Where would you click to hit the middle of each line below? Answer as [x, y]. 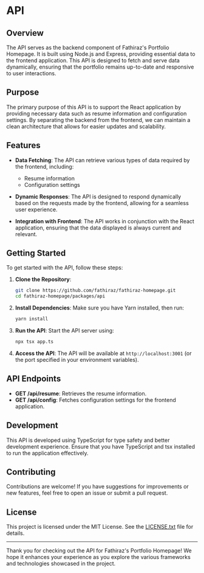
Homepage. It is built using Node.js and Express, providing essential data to [101, 54]
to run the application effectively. [48, 453]
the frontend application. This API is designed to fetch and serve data [93, 60]
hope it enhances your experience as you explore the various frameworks [99, 557]
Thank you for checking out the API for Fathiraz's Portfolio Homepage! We [99, 551]
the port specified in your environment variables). [77, 359]
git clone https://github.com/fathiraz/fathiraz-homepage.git [95, 291]
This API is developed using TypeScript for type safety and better [88, 440]
